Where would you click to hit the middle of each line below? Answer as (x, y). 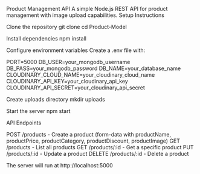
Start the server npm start (38, 111)
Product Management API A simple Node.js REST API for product (87, 9)
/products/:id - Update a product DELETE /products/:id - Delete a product (98, 154)
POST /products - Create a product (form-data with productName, (89, 134)
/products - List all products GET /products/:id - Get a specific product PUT (100, 147)
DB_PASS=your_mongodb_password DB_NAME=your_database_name (94, 68)
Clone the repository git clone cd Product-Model (66, 27)
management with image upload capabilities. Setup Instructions (85, 15)
